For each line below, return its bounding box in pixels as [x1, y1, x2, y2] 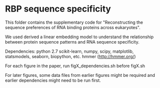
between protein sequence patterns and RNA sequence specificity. [5, 39, 140, 44]
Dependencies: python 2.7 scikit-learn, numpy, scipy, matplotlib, [5, 48, 134, 54]
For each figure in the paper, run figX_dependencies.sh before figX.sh [5, 63, 145, 69]
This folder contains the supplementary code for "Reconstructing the [5, 19, 143, 25]
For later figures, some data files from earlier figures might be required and [5, 72, 156, 78]
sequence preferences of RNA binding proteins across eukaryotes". [5, 24, 141, 30]
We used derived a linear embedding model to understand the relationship [5, 34, 154, 40]
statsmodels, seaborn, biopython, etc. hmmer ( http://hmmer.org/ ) [5, 53, 136, 59]
